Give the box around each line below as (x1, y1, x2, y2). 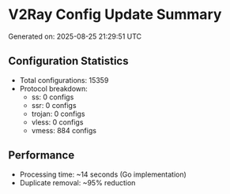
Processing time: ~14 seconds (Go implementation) (19, 170, 187, 179)
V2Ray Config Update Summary (8, 6, 222, 24)
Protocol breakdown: (19, 84, 89, 93)
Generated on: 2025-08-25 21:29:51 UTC (8, 32, 142, 41)
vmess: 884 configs (31, 125, 97, 135)
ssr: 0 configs (31, 100, 77, 110)
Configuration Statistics (8, 54, 129, 68)
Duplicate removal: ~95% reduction (19, 177, 136, 187)
